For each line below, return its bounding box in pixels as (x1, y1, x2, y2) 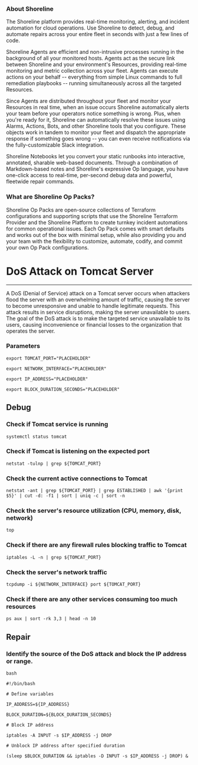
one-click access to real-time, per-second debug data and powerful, (6, 172, 173, 179)
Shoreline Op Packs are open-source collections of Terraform (6, 206, 156, 213)
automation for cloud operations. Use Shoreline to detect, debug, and (6, 24, 175, 31)
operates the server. (6, 327, 55, 334)
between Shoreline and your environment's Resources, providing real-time (6, 61, 187, 68)
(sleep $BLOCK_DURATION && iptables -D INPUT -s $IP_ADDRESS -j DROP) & (6, 753, 189, 759)
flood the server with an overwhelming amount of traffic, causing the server (6, 296, 190, 303)
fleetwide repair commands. (6, 178, 75, 185)
